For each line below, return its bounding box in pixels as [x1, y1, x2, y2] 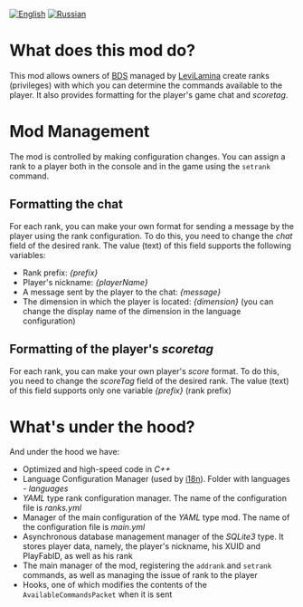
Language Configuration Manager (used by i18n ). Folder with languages [22, 474, 291, 485]
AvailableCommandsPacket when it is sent [22, 589, 173, 600]
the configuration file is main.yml [22, 522, 146, 533]
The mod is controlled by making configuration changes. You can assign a [9, 150, 286, 162]
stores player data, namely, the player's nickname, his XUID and [22, 541, 260, 552]
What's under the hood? [9, 417, 195, 437]
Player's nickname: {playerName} [22, 276, 148, 287]
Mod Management [9, 121, 150, 142]
